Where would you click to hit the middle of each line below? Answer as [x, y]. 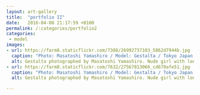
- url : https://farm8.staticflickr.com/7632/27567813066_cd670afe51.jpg [98, 67]
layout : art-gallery [32, 12]
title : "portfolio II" [36, 17]
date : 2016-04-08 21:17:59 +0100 [50, 23]
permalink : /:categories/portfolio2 [51, 28]
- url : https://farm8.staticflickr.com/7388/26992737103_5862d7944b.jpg [98, 50]
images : [16, 45]
